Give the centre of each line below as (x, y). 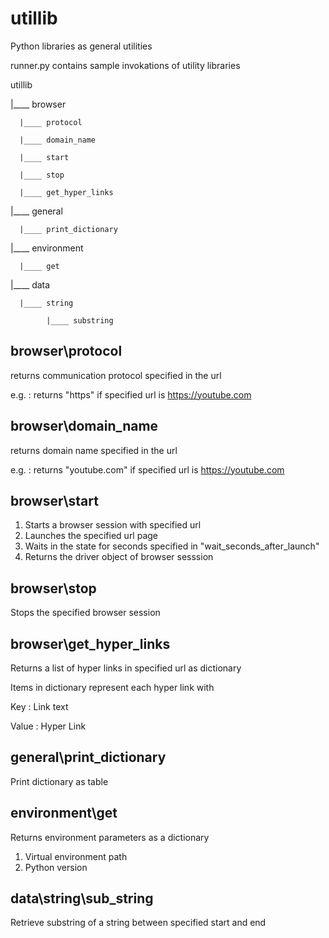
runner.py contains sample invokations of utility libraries (125, 65)
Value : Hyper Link (48, 726)
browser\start (54, 500)
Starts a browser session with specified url (113, 525)
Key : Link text (39, 706)
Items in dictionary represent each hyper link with (112, 687)
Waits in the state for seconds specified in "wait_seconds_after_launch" (172, 546)
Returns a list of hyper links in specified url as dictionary (126, 668)
